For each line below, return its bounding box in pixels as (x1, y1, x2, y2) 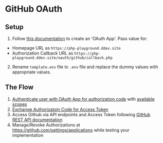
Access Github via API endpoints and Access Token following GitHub (12, 111, 151, 117)
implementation (12, 132, 44, 138)
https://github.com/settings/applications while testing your (12, 127, 130, 133)
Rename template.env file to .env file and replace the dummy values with (12, 64, 158, 70)
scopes (12, 101, 27, 107)
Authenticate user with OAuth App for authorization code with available (12, 96, 155, 102)
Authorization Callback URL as (12, 50, 73, 56)
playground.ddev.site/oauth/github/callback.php (12, 55, 113, 60)
